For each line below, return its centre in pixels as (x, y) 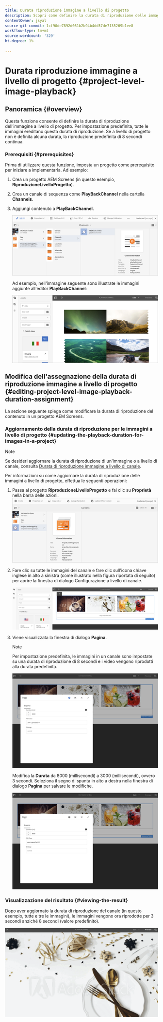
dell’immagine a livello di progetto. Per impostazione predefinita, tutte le (77, 126)
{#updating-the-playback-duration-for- (96, 435)
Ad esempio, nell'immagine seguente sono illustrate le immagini (76, 283)
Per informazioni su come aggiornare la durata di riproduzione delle (73, 476)
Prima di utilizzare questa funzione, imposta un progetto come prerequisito (80, 165)
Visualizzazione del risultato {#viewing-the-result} (66, 900)
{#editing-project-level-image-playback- (69, 392)
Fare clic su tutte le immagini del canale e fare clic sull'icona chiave (79, 571)
